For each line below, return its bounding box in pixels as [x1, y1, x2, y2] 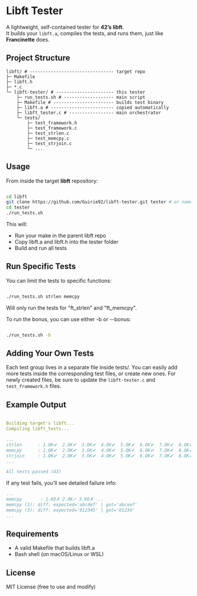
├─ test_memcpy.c [27, 135, 69, 142]
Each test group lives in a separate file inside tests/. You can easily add [6, 364, 178, 371]
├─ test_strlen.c [27, 130, 69, 136]
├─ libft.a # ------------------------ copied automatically [16, 105, 169, 110]
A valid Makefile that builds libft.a [14, 544, 95, 551]
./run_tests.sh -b [6, 332, 51, 338]
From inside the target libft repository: [6, 177, 98, 184]
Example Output [6, 399, 66, 409]
